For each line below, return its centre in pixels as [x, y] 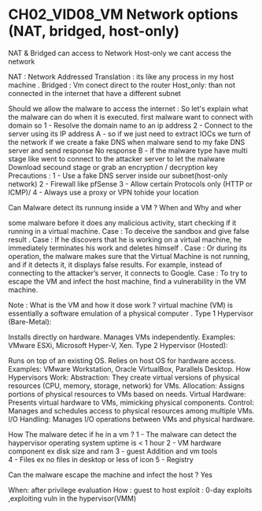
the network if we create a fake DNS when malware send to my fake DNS [127, 142]
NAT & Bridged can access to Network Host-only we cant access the [120, 53]
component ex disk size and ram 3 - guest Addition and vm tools [113, 451]
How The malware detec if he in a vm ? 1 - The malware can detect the [123, 434]
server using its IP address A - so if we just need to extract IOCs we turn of [129, 133]
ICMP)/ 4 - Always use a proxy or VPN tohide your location [103, 192]
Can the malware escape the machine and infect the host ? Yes [110, 475]
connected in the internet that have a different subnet [94, 93]
